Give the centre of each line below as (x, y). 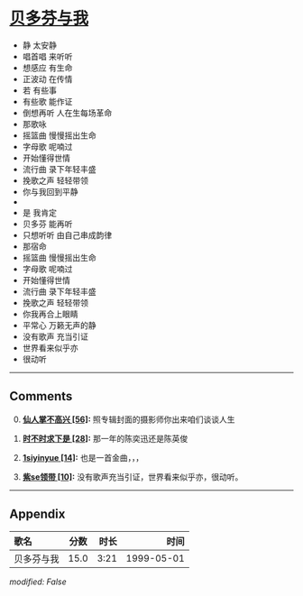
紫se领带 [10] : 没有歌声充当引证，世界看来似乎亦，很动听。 (133, 477)
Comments (41, 396)
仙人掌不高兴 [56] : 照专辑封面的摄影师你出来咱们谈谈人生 (129, 419)
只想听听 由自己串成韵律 (67, 234)
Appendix (37, 514)
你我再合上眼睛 (50, 314)
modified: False (38, 582)
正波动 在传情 (47, 78)
